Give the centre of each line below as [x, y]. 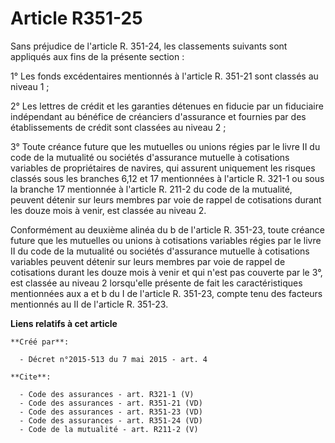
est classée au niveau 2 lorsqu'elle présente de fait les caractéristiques [156, 283]
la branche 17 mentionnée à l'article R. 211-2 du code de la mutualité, [151, 189]
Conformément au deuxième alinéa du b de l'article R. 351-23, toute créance [167, 229]
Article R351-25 [76, 18]
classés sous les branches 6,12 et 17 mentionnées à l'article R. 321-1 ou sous [167, 178]
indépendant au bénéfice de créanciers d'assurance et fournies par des [158, 116]
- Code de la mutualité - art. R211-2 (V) [109, 429]
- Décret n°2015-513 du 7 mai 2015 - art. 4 [113, 359]
